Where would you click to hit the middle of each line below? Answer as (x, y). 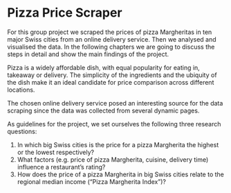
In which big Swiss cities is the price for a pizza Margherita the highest (118, 144)
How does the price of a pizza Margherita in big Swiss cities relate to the (121, 174)
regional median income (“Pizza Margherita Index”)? (91, 181)
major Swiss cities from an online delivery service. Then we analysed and (112, 39)
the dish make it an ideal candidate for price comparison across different (111, 82)
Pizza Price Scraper (65, 13)
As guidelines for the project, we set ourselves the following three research (114, 124)
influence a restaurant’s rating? (61, 167)
